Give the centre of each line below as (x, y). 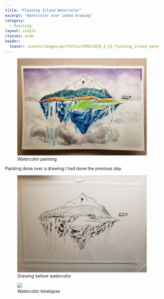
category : (15, 21)
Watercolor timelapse (39, 291)
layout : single (20, 31)
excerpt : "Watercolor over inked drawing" (49, 15)
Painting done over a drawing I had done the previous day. (64, 168)
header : (13, 42)
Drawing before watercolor (44, 276)
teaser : (17, 46)
